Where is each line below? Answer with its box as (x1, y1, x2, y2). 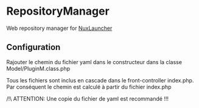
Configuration (6, 42, 61, 52)
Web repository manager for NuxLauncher (6, 24, 113, 32)
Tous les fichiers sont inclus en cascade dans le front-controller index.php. (6, 76, 194, 84)
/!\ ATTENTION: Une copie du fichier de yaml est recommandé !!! (6, 95, 169, 102)
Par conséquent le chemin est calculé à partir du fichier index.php (6, 83, 172, 90)
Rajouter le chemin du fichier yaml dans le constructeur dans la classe (6, 58, 183, 65)
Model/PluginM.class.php (6, 65, 71, 72)
